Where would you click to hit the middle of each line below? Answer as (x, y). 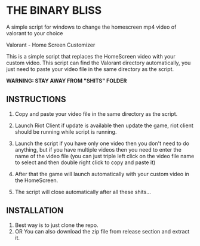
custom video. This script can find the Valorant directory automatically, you (99, 63)
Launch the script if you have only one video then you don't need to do (102, 143)
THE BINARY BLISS (54, 10)
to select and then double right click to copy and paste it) (85, 162)
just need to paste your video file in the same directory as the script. (90, 69)
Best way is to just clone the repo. (56, 225)
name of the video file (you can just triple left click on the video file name (104, 156)
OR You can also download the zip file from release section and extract (102, 231)
